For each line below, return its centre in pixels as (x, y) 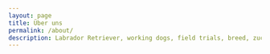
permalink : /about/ (41, 30)
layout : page (30, 15)
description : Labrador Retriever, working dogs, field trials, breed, (129, 38)
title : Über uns (35, 23)
